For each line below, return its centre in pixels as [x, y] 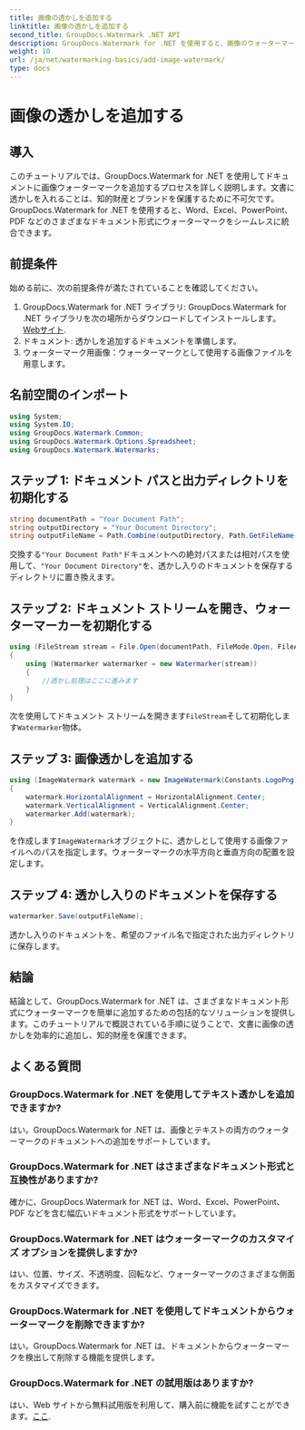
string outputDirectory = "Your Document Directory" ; [113, 527]
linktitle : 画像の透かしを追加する [69, 26]
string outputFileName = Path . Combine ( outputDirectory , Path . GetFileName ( [154, 536]
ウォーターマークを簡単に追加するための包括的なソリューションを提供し [160, 1012]
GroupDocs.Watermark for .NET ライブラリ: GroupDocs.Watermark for [155, 307]
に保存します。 [37, 946]
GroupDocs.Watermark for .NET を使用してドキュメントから [143, 1311]
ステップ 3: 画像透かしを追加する [102, 759]
